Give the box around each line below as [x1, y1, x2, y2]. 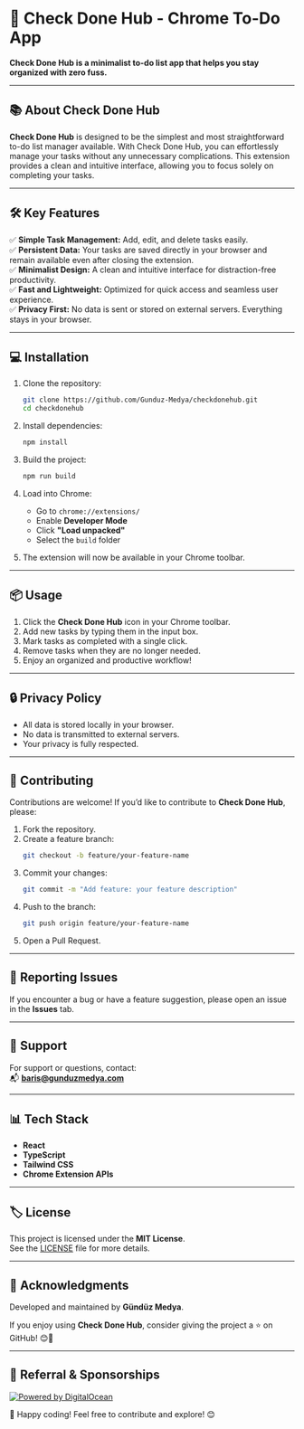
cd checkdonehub [22, 404, 84, 413]
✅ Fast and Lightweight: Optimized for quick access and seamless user [9, 284, 279, 295]
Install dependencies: [22, 421, 103, 431]
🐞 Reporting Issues [9, 970, 119, 985]
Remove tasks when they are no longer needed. [22, 645, 201, 656]
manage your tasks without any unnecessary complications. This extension [9, 150, 290, 161]
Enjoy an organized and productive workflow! [22, 655, 192, 666]
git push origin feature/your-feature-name [22, 919, 190, 928]
